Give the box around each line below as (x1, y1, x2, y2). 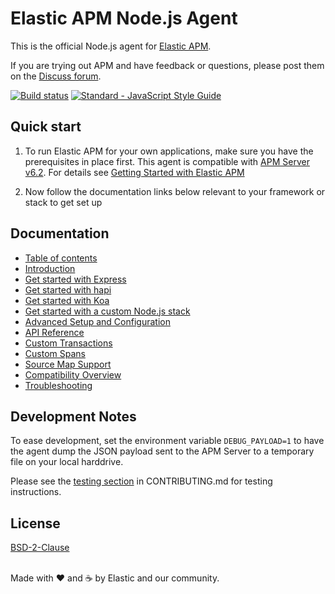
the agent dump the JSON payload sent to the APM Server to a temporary (10, 445, 315, 457)
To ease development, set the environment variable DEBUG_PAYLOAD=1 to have (10, 435, 325, 447)
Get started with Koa (24, 294, 110, 306)
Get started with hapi (24, 283, 112, 296)
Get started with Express (24, 273, 127, 285)
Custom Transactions (24, 337, 113, 349)
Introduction (24, 262, 76, 274)
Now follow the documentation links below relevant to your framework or (24, 185, 326, 197)
